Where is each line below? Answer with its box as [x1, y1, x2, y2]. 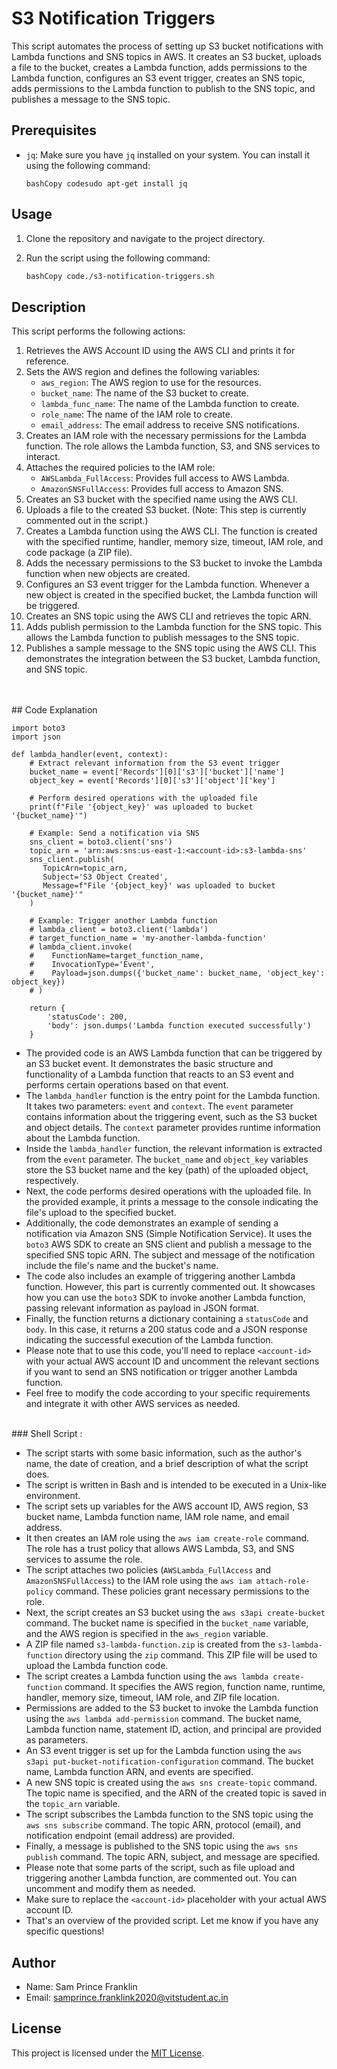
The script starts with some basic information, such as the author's [25, 1447, 303, 1459]
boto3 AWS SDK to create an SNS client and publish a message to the [25, 1238, 313, 1251]
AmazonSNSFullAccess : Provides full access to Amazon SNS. [40, 483, 284, 495]
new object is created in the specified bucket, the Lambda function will [25, 589, 318, 601]
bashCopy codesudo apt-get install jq [25, 178, 188, 189]
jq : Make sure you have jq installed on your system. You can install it [25, 148, 311, 161]
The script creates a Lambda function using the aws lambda [25, 1670, 269, 1682]
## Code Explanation [11, 704, 98, 716]
